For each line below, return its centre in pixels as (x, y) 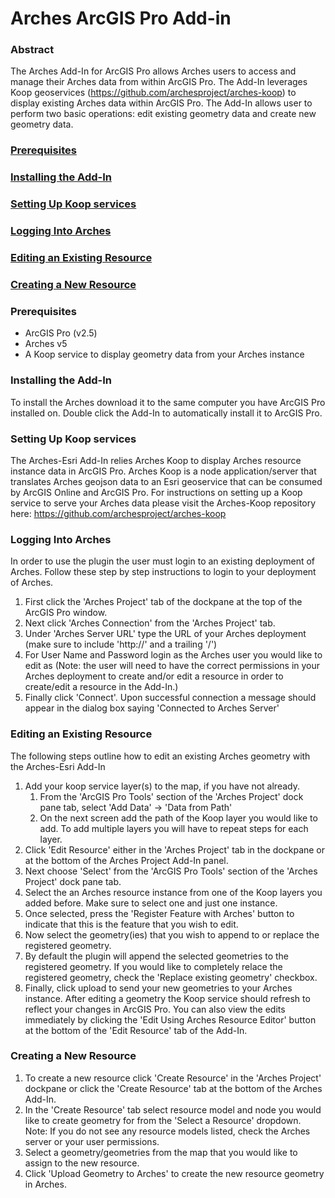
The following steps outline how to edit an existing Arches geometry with (160, 756)
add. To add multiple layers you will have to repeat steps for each (174, 828)
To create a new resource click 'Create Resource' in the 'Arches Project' (173, 1078)
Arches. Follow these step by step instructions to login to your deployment (163, 572)
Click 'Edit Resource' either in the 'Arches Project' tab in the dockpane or (175, 849)
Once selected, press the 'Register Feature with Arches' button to (159, 913)
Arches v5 (46, 344)
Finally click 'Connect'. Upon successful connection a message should (170, 698)
